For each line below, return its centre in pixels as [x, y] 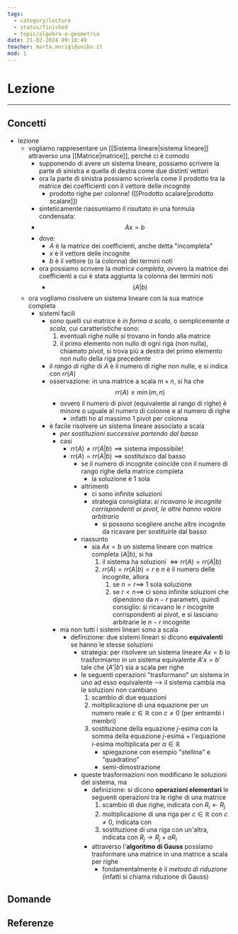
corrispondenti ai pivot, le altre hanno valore [157, 509]
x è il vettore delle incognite [90, 253]
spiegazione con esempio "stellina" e [157, 752]
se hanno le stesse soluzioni [112, 644]
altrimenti [95, 486]
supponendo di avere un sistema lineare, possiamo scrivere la [129, 163]
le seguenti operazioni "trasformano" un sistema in [155, 674]
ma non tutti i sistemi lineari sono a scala [119, 630]
